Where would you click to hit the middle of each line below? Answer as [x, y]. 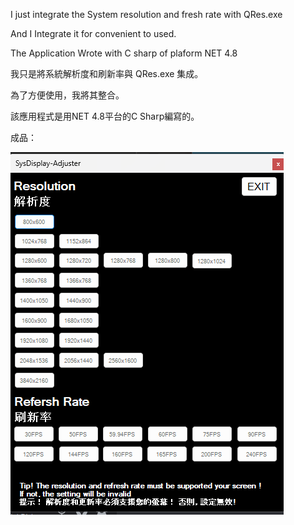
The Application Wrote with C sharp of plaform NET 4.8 [124, 53]
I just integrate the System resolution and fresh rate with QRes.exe [146, 14]
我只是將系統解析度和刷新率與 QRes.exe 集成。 [107, 73]
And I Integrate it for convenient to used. [93, 33]
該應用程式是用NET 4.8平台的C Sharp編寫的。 [105, 116]
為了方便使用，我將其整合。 [67, 95]
